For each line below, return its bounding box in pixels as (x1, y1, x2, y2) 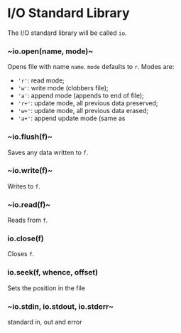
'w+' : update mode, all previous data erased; (17, 107, 149, 115)
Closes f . (7, 250, 35, 258)
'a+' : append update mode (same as (17, 114, 126, 122)
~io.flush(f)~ (7, 132, 53, 142)
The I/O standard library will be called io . (7, 28, 127, 37)
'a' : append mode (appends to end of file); (17, 91, 144, 100)
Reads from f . (7, 216, 48, 225)
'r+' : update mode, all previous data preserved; (17, 99, 158, 107)
